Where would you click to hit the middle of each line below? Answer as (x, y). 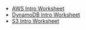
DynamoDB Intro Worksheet (46, 15)
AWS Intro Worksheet (38, 9)
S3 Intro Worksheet (35, 21)
